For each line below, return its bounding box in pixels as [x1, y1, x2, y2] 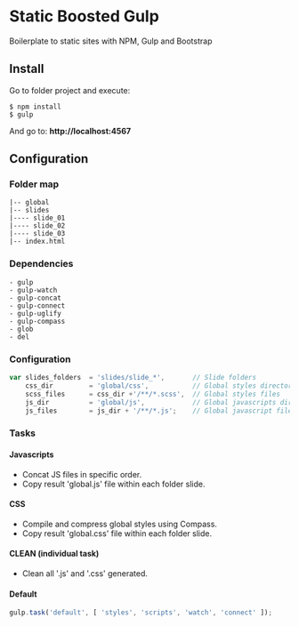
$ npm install [9, 102, 62, 111]
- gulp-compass [9, 317, 66, 325]
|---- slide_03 [9, 229, 66, 238]
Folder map [9, 178, 60, 190]
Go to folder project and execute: [9, 84, 131, 95]
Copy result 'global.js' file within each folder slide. [21, 478, 206, 489]
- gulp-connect [9, 301, 66, 310]
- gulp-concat [9, 293, 62, 302]
